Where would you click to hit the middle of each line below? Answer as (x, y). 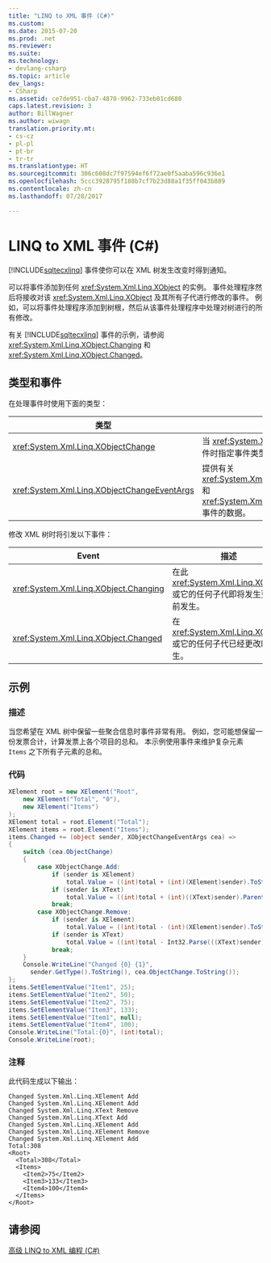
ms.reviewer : (30, 46)
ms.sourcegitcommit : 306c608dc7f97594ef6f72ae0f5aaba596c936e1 (117, 174)
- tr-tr (21, 158)
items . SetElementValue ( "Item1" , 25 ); (72, 987)
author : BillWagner (41, 114)
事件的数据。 (227, 513)
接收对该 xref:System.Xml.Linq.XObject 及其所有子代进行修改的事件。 (138, 297)
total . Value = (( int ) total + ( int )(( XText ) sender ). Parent (165, 897)
